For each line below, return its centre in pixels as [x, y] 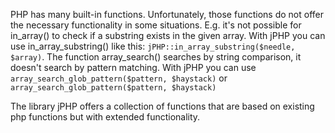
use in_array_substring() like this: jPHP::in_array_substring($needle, [153, 46]
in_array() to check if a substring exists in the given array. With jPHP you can [168, 35]
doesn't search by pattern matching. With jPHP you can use [133, 67]
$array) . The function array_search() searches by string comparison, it [156, 57]
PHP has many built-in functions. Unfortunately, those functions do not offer [167, 14]
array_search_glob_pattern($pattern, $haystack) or [119, 78]
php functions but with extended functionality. [105, 117]
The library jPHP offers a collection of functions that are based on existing [162, 106]
